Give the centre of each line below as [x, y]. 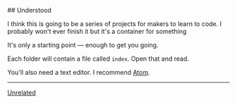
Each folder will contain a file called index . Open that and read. [98, 59]
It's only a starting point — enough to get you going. [83, 45]
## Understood [29, 10]
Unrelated [22, 92]
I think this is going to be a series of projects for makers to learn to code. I [115, 24]
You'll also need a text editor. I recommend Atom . [79, 72]
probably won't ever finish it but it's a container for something [97, 31]
